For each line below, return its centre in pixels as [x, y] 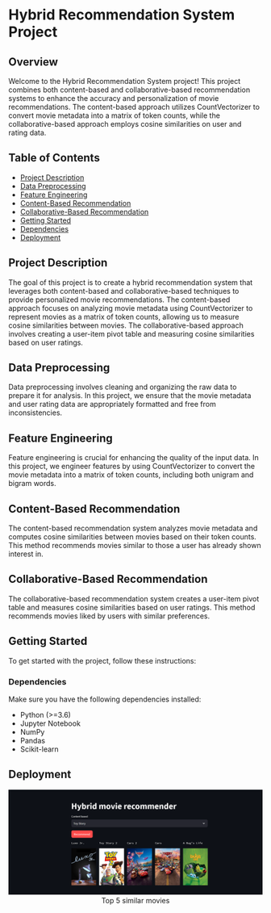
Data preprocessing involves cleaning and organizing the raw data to [123, 387]
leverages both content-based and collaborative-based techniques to [124, 291]
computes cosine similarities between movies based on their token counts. [132, 537]
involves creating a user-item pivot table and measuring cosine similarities [131, 333]
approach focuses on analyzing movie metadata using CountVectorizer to [131, 308]
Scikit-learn [39, 749]
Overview [33, 62]
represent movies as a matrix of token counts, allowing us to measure [124, 316]
